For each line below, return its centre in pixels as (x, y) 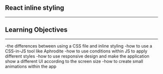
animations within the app (31, 66)
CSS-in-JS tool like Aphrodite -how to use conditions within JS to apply (76, 51)
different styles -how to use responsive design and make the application (77, 56)
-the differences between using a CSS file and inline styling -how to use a (79, 46)
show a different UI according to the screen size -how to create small (74, 61)
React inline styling (35, 8)
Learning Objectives (36, 30)
